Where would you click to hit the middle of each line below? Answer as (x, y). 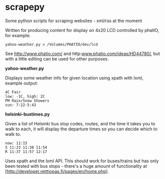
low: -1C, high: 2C (25, 96)
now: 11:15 (16, 143)
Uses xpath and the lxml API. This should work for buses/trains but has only (82, 161)
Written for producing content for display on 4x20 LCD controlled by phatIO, (82, 30)
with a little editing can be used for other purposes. (57, 59)
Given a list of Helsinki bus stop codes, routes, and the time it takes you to (80, 123)
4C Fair (13, 92)
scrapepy (25, 7)
